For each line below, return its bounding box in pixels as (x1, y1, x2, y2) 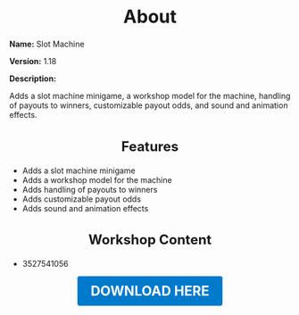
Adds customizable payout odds (21, 194, 141, 204)
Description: (9, 73, 56, 84)
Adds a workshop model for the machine (21, 174, 172, 185)
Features (120, 137, 179, 155)
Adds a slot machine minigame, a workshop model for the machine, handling (9, 91, 291, 102)
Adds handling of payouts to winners (21, 184, 158, 195)
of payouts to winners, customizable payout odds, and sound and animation (9, 100, 288, 111)
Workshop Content (87, 231, 212, 249)
